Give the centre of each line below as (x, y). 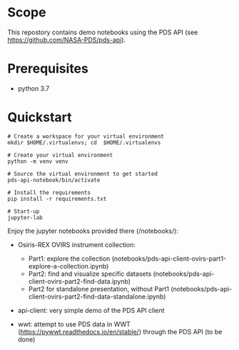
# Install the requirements (49, 192)
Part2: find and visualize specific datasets (90, 274)
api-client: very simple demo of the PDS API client (91, 310)
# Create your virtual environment (60, 155)
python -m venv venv (38, 161)
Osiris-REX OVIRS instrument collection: (76, 244)
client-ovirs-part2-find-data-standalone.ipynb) (97, 296)
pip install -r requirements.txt (57, 199)
